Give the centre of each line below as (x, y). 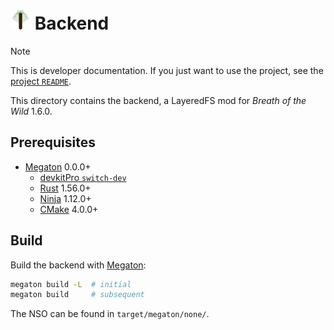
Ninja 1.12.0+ (65, 198)
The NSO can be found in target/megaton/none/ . (110, 314)
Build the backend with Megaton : (78, 265)
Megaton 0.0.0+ (58, 166)
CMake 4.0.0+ (69, 209)
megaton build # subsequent (77, 295)
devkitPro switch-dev (83, 177)
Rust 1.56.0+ (65, 188)
